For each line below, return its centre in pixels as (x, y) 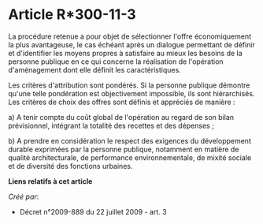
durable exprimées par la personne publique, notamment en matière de (124, 149)
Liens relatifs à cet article (50, 181)
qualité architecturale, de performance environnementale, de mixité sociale (130, 157)
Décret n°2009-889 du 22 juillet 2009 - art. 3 (93, 211)
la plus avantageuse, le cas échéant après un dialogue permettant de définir (132, 44)
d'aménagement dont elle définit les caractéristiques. (94, 69)
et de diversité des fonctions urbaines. (70, 166)
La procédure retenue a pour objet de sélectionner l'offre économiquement (130, 36)
